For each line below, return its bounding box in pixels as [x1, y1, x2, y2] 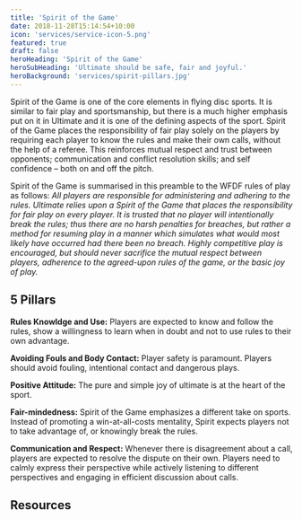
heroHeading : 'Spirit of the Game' [10, 55, 143, 64]
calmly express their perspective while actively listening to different [10, 462, 259, 472]
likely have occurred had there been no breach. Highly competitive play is [10, 237, 283, 248]
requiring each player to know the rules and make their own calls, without [10, 134, 281, 145]
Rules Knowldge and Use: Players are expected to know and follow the [10, 316, 274, 327]
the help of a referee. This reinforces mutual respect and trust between [10, 144, 272, 154]
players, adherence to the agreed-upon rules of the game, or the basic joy [10, 257, 286, 268]
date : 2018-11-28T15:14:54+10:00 [10, 22, 135, 31]
